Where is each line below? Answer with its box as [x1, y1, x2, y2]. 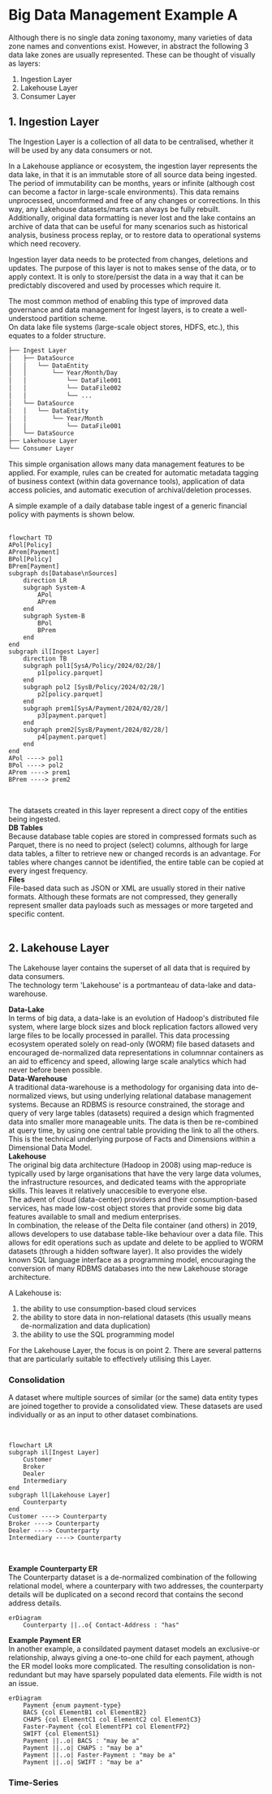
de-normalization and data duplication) [19, 1320, 151, 1330]
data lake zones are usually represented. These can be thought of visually [8, 50, 256, 59]
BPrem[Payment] [8, 562, 60, 570]
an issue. [8, 1679, 39, 1688]
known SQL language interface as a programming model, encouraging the [8, 1254, 257, 1264]
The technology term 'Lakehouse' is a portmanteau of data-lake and [8, 980, 237, 990]
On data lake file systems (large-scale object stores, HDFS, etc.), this [8, 322, 240, 331]
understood [8, 313, 47, 323]
